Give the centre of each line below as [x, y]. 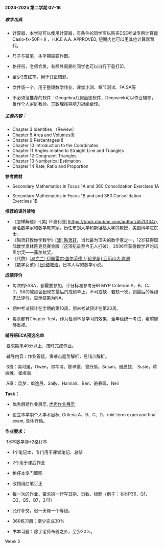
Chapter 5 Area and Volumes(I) [43, 135]
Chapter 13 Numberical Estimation [47, 161]
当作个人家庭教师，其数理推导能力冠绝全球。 [57, 104]
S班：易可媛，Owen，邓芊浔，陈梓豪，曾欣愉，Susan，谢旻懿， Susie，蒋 [82, 366]
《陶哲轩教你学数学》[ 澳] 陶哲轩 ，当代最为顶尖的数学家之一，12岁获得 [83, 240]
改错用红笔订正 [27, 483]
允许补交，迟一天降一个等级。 [42, 510]
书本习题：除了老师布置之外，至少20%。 [53, 531]
